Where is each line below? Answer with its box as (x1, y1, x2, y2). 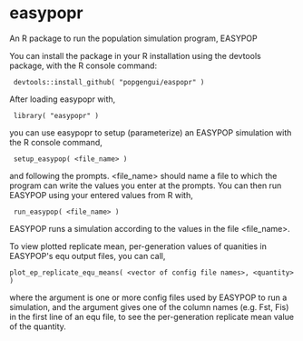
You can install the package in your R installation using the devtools (9, 50, 261, 61)
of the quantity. (9, 321, 66, 332)
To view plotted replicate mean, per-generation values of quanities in (9, 240, 268, 252)
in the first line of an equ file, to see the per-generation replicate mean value (9, 311, 295, 322)
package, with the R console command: (9, 60, 157, 71)
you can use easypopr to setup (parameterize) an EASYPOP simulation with (9, 126, 292, 138)
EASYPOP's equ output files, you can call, (9, 250, 166, 261)
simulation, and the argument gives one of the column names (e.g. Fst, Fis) (9, 301, 289, 312)
